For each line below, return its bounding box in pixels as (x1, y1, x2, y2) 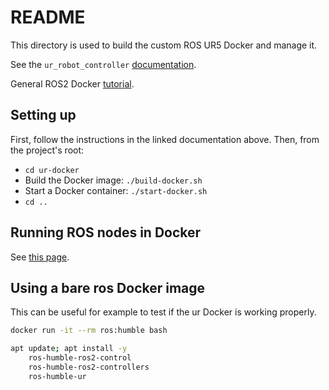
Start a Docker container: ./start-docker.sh (24, 184, 208, 196)
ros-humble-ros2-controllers (28, 362, 150, 372)
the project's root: (10, 144, 85, 156)
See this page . (10, 251, 70, 263)
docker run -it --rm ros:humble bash (10, 326, 168, 336)
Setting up (10, 107, 77, 124)
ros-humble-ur (28, 371, 87, 381)
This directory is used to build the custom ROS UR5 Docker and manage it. (10, 39, 318, 51)
